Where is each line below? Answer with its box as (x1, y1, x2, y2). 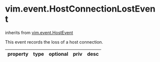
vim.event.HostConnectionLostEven (5, 3, 156, 15)
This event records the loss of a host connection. (5, 39, 104, 45)
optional (48, 50, 69, 57)
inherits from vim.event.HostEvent (5, 30, 73, 35)
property (7, 50, 29, 57)
